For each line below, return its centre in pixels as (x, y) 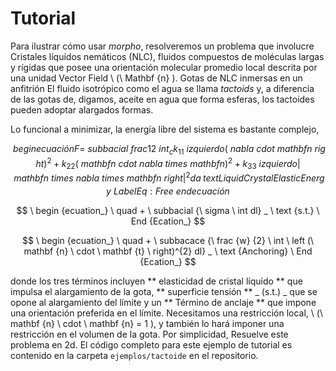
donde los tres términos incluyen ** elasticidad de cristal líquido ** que (156, 281)
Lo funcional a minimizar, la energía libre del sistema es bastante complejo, (165, 129)
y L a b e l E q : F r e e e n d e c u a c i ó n (168, 191)
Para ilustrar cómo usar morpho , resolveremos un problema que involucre (162, 46)
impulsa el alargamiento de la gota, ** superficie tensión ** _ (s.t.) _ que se (164, 291)
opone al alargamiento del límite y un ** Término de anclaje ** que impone (163, 302)
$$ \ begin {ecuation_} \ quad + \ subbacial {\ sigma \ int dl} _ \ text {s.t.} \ (168, 210)
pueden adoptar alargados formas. (82, 109)
